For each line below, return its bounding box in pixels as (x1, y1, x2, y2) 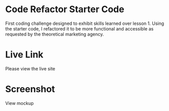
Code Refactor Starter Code (5, 4, 124, 15)
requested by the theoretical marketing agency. (5, 31, 104, 37)
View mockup (5, 100, 34, 106)
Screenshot (5, 84, 55, 95)
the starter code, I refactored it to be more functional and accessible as (5, 25, 154, 31)
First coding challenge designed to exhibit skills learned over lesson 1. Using (5, 20, 164, 26)
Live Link (5, 49, 44, 60)
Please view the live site (5, 65, 56, 71)
